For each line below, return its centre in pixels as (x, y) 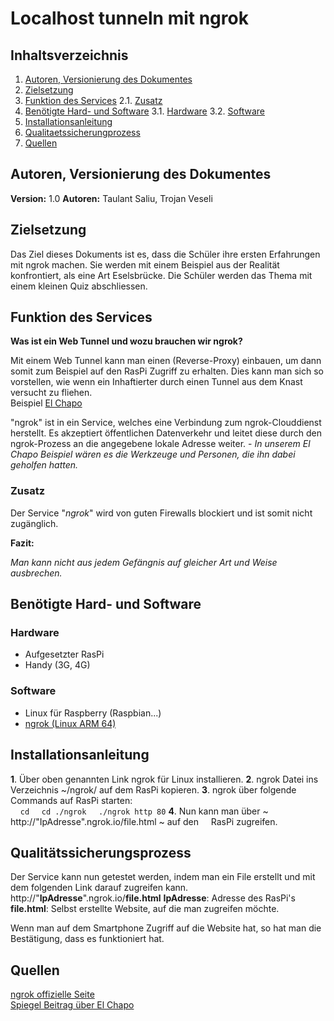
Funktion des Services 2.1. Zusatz (93, 100)
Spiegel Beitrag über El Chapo (72, 1005)
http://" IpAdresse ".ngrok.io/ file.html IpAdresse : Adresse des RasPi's (153, 898)
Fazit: (22, 543)
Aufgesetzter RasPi (64, 654)
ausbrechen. (36, 573)
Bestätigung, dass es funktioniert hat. (87, 939)
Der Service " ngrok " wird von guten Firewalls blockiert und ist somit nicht (161, 513)
